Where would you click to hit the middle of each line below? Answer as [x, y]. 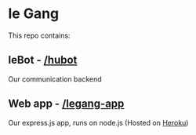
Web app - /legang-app [66, 104]
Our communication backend [55, 78]
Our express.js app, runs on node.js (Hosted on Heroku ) [98, 122]
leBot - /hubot [43, 60]
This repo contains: [39, 35]
